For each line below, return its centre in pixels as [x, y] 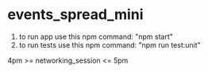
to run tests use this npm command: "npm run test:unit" [110, 44]
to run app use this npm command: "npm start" [96, 36]
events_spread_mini [75, 15]
